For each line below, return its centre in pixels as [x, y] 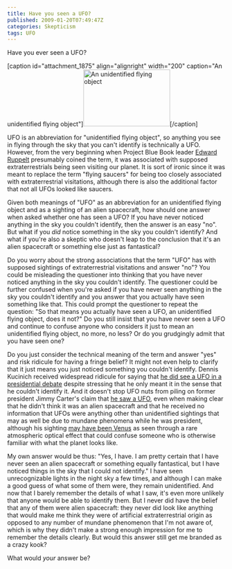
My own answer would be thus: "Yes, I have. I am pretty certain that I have [113, 456]
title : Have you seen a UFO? [49, 14]
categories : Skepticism [42, 26]
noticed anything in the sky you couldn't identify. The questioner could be [113, 282]
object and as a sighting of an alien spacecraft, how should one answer [109, 210]
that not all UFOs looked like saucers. [60, 189]
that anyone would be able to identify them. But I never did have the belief [113, 500]
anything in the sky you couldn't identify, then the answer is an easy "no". [112, 225]
